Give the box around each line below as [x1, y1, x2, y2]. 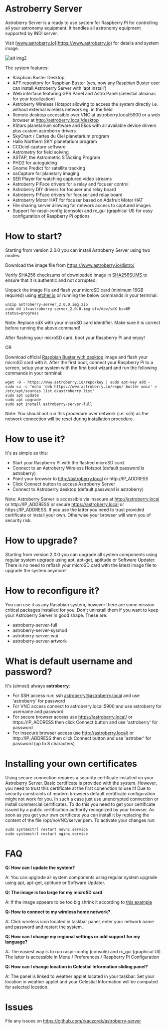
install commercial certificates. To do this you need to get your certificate [5, 801, 156, 807]
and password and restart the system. [5, 924, 83, 930]
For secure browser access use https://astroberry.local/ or [12, 714, 133, 720]
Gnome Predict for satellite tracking [12, 165, 86, 171]
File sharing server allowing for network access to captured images [12, 202, 151, 208]
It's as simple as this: [5, 450, 48, 456]
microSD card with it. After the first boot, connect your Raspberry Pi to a [5, 359, 154, 365]
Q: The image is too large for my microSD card [5, 889, 103, 895]
